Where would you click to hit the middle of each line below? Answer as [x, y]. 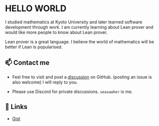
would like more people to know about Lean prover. [56, 32]
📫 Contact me [27, 63]
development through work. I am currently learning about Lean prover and [79, 27]
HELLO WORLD [36, 9]
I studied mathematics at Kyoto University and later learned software [74, 22]
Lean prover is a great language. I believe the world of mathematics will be [79, 41]
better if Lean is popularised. [34, 47]
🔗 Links [16, 107]
